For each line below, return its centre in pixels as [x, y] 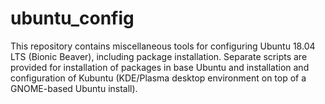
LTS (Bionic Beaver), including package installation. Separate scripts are [159, 56]
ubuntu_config [72, 18]
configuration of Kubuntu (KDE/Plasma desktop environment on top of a [158, 78]
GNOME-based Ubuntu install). [74, 88]
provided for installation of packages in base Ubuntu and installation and [160, 67]
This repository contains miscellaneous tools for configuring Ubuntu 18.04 [163, 46]
